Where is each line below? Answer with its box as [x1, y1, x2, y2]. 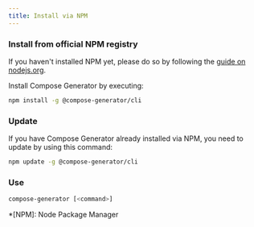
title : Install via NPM [8, 11, 88, 20]
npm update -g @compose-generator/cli [8, 158, 138, 166]
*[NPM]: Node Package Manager [8, 210, 119, 220]
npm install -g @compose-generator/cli [8, 96, 142, 105]
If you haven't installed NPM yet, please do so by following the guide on [8, 56, 246, 66]
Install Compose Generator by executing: [8, 80, 144, 90]
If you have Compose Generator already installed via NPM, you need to [8, 134, 244, 143]
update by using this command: [8, 142, 113, 152]
